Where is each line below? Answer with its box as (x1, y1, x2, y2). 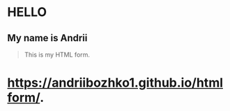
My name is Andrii (7, 32, 88, 44)
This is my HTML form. (24, 50, 91, 59)
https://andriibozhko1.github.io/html (7, 75, 224, 91)
